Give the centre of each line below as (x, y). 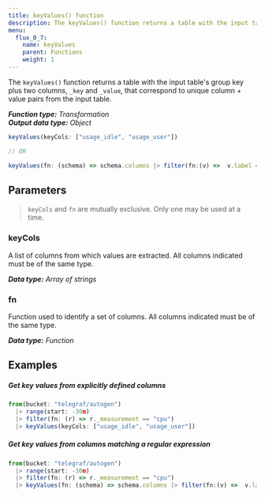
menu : (17, 30)
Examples (33, 365)
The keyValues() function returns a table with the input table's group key (126, 82)
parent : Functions (52, 52)
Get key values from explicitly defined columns (87, 385)
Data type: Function (41, 340)
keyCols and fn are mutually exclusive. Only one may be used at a (134, 209)
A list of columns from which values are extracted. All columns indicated (125, 255)
